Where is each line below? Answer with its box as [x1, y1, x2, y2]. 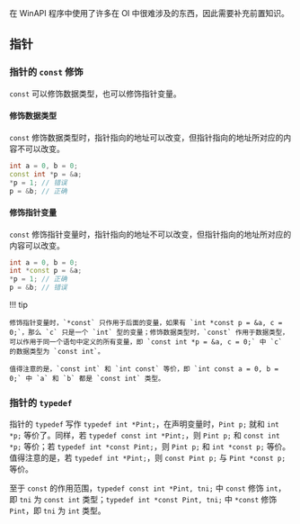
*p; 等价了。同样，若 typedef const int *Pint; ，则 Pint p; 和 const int [9, 430, 280, 441]
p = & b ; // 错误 [9, 283, 67, 293]
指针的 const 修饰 [9, 66, 84, 78]
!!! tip [9, 300, 29, 311]
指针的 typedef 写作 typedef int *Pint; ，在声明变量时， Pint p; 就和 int [9, 419, 280, 429]
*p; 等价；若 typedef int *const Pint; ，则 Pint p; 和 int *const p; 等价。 [9, 441, 291, 452]
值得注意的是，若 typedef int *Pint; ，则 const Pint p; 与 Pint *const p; [9, 453, 286, 464]
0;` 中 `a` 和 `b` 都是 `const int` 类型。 [9, 375, 165, 384]
